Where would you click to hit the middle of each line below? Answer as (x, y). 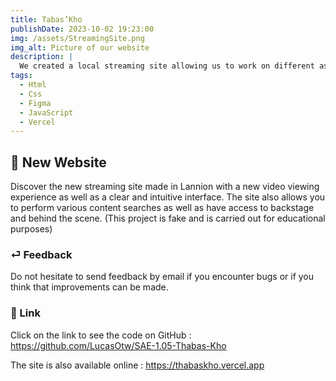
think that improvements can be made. (89, 287)
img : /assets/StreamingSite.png (77, 38)
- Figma (35, 103)
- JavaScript (46, 112)
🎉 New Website (58, 162)
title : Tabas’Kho (46, 19)
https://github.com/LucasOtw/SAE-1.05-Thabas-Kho (118, 345)
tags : (21, 76)
